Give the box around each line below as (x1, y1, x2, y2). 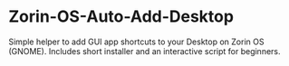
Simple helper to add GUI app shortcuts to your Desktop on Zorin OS (8, 36, 265, 47)
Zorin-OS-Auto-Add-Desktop (8, 6, 235, 27)
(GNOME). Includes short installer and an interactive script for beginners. (8, 45, 282, 56)
